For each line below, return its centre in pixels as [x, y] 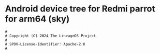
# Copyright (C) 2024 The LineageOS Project [51, 36]
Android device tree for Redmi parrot [80, 9]
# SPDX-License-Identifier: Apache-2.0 [45, 44]
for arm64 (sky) [37, 19]
